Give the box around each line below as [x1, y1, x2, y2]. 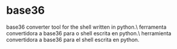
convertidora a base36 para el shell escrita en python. [6, 36, 139, 43]
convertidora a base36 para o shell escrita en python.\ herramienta [6, 29, 172, 36]
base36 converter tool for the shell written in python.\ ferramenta [6, 23, 167, 30]
